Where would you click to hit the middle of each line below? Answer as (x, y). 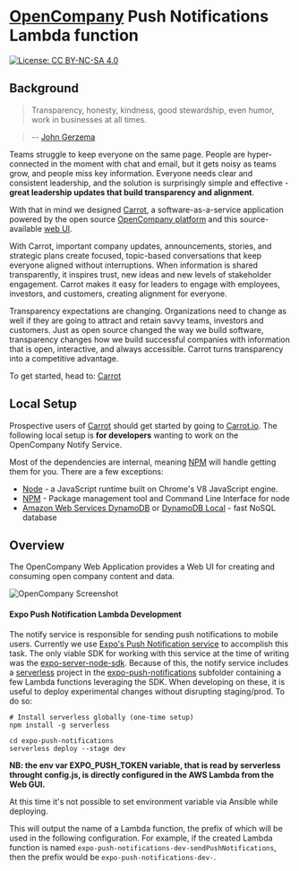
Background (44, 88)
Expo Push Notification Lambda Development (95, 614)
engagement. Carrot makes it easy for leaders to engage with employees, (145, 284)
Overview (37, 545)
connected (29, 164)
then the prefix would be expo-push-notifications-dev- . (113, 857)
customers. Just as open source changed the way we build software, (137, 329)
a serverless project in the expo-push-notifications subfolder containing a (145, 672)
